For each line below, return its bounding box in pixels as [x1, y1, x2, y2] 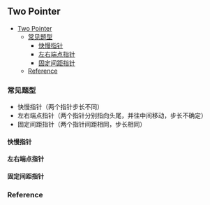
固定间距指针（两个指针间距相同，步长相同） [17, 120, 147, 129]
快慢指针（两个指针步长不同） [17, 103, 103, 111]
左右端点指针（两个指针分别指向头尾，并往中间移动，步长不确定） [17, 111, 207, 120]
